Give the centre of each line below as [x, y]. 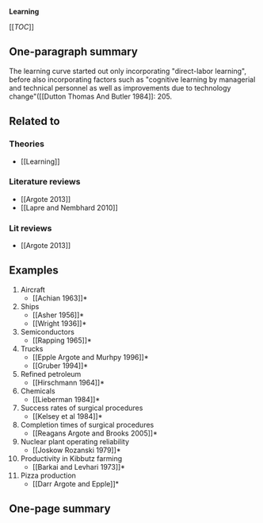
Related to [34, 121]
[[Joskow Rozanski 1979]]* [76, 450]
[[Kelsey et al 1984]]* [67, 416]
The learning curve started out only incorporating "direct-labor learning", [128, 71]
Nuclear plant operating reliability [75, 441]
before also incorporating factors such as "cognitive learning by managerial [132, 79]
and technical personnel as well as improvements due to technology [120, 87]
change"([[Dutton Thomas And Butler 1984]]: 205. [91, 96]
